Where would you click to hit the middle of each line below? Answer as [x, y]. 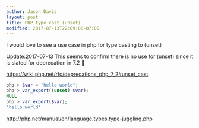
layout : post [22, 17]
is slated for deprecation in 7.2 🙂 [45, 63]
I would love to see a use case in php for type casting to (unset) [84, 45]
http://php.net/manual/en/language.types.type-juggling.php [79, 119]
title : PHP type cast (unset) [44, 23]
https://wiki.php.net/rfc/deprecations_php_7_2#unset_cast [77, 74]
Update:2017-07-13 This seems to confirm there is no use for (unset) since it [100, 56]
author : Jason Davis [32, 12]
